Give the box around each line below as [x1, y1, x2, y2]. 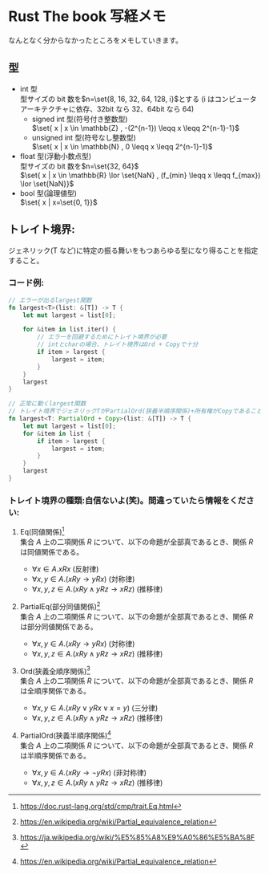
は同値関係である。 [19, 547, 84, 556]
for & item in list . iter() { [22, 326, 116, 334]
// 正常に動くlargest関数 [8, 400, 86, 408]
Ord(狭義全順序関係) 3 [19, 665, 90, 676]
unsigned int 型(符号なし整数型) [31, 132, 136, 142]
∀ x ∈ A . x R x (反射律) [31, 563, 99, 574]
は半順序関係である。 [19, 750, 90, 760]
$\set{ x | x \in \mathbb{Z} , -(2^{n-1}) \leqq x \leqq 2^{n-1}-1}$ [31, 123, 240, 132]
